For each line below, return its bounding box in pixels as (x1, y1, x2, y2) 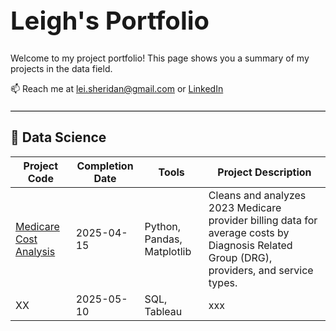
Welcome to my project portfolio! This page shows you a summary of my (10, 52, 310, 64)
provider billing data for (208, 213, 318, 227)
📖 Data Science (10, 129, 107, 146)
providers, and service (208, 263, 314, 277)
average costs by (208, 225, 290, 239)
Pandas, (144, 232, 183, 246)
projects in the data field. (10, 62, 113, 74)
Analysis (15, 244, 56, 258)
